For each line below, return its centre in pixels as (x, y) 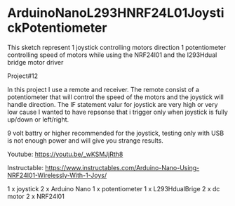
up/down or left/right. (38, 119)
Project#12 (23, 76)
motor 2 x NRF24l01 (36, 196)
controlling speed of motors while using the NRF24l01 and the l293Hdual (112, 55)
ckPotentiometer (57, 28)
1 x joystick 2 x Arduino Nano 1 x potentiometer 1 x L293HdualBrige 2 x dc (114, 188)
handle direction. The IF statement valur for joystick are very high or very (113, 104)
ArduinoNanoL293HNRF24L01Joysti (116, 13)
